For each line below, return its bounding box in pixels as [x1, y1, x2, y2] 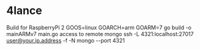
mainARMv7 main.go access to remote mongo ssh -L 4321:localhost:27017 [6, 30, 194, 37]
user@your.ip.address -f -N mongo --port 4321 [6, 37, 125, 44]
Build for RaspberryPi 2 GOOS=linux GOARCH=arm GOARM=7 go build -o [6, 24, 192, 31]
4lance [6, 4, 43, 18]
